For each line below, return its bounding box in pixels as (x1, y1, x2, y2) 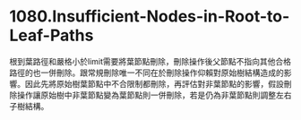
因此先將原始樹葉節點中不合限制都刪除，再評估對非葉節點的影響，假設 (24, 78, 284, 89)
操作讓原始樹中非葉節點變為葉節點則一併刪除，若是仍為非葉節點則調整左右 (16, 90, 292, 100)
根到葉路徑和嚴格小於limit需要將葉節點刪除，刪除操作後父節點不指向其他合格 (9, 56, 292, 66)
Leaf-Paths (9, 25, 94, 46)
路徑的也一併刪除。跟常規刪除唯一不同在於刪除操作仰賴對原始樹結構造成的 (9, 67, 284, 78)
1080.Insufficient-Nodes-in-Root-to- (9, 6, 290, 27)
